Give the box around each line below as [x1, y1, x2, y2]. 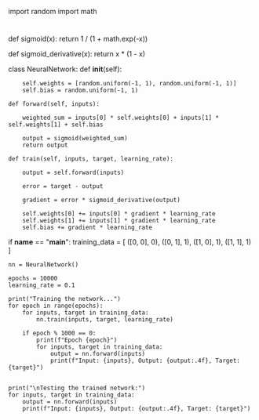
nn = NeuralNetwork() [8, 261, 79, 269]
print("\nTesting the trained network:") [8, 384, 146, 393]
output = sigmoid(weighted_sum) [22, 135, 128, 143]
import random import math [8, 7, 97, 16]
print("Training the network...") [8, 295, 122, 303]
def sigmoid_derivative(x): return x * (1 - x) [8, 49, 146, 59]
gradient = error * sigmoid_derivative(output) [22, 196, 181, 205]
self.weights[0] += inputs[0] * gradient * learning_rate [22, 210, 216, 218]
